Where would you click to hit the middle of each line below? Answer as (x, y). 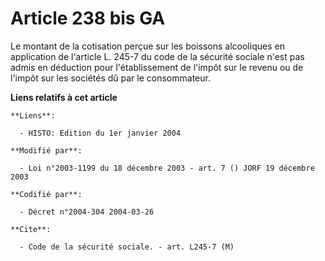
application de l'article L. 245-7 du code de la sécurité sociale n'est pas (157, 56)
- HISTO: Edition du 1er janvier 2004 (100, 133)
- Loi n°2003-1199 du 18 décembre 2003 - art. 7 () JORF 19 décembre (167, 168)
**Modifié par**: (46, 150)
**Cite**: (31, 229)
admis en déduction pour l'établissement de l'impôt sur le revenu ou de (157, 67)
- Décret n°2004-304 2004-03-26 (87, 212)
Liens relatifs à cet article (64, 97)
